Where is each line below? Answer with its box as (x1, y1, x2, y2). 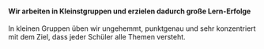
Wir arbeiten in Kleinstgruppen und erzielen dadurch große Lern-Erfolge (8, 6, 251, 16)
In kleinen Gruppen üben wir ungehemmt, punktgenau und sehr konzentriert (8, 24, 256, 33)
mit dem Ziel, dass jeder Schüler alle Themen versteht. (8, 32, 186, 42)
